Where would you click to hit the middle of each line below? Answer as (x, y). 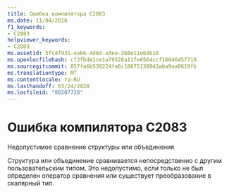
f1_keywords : (26, 27)
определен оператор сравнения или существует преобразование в (109, 176)
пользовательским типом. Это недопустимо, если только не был (105, 168)
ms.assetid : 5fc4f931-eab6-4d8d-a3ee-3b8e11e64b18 (83, 54)
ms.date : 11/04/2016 (38, 20)
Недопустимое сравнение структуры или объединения (91, 147)
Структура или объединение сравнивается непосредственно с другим (114, 161)
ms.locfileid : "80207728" (45, 92)
